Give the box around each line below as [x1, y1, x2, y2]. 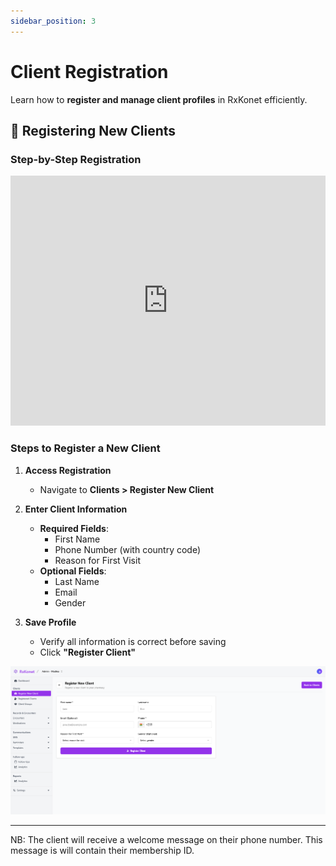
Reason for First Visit [54, 554, 141, 566]
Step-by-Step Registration [10, 152, 142, 166]
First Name [54, 533, 101, 545]
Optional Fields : [39, 565, 107, 577]
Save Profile [24, 616, 77, 628]
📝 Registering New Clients [10, 122, 177, 139]
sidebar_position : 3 [10, 16, 97, 26]
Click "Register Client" [39, 646, 137, 658]
